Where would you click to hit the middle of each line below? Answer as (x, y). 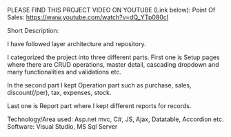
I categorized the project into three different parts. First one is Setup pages (113, 57)
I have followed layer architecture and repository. (77, 44)
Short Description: (33, 31)
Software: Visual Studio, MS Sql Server (62, 126)
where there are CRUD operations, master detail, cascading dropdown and (113, 64)
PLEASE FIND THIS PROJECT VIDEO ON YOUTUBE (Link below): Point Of (111, 10)
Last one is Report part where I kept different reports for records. (99, 106)
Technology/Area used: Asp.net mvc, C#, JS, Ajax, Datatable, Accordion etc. (115, 119)
